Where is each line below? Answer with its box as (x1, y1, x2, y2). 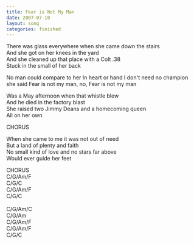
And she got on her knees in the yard (6, 49, 99, 57)
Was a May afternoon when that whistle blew (6, 92, 119, 99)
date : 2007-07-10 (6, 15, 50, 21)
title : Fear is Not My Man (6, 9, 75, 15)
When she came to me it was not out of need (6, 135, 119, 143)
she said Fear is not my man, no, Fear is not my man (6, 81, 137, 88)
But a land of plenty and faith (6, 142, 79, 149)
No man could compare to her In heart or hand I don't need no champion (6, 74, 189, 81)
